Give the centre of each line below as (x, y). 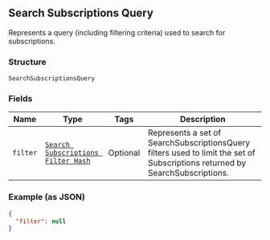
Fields (20, 99)
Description (203, 120)
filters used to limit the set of (201, 153)
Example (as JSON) (47, 197)
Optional (124, 153)
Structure (27, 62)
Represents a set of (184, 133)
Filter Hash (68, 161)
